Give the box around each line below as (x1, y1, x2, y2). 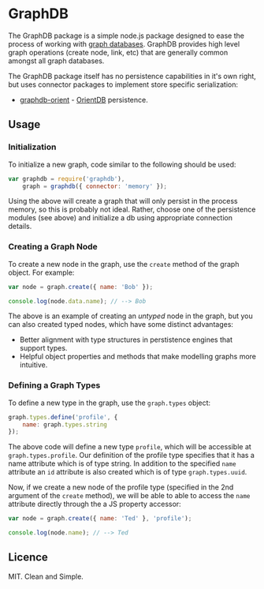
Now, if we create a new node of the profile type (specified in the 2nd (8, 482, 234, 492)
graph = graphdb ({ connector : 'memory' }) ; (22, 182, 168, 190)
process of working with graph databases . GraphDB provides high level (8, 39, 240, 48)
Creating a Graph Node (8, 242, 99, 253)
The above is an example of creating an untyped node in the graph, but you (8, 311, 254, 321)
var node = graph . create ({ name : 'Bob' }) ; (8, 283, 154, 291)
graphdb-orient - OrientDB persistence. (19, 95, 148, 104)
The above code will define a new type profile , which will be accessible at (8, 442, 252, 452)
